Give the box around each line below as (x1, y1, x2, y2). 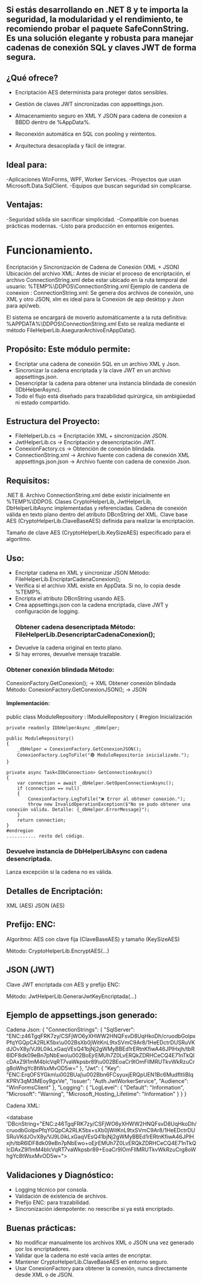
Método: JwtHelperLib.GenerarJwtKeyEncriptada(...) (6, 993, 137, 1000)
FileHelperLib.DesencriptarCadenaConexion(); (14, 630, 155, 638)
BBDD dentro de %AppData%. (14, 119, 91, 126)
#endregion (6, 827, 34, 834)
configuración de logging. (14, 608, 80, 615)
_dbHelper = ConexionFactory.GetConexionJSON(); (17, 746, 142, 752)
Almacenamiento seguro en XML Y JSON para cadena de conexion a (14, 112, 187, 120)
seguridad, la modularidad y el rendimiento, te (6, 15, 183, 25)
